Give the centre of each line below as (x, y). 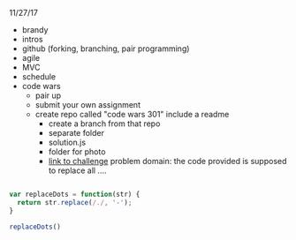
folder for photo (77, 152)
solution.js (67, 142)
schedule (39, 77)
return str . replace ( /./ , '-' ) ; (75, 202)
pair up (48, 95)
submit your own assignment (88, 105)
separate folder (76, 133)
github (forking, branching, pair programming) (106, 49)
